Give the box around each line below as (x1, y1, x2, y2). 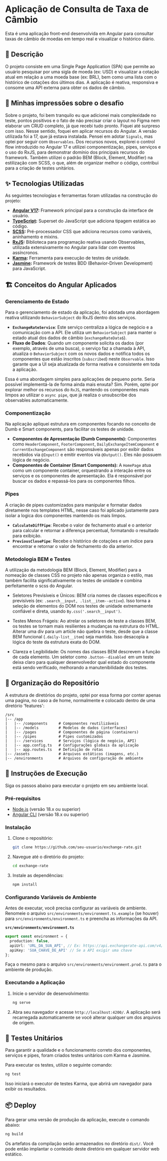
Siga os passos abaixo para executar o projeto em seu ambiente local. (5, 782, 149, 789)
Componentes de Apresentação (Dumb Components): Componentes (12, 436, 157, 442)
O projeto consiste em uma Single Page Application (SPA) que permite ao (5, 63, 155, 69)
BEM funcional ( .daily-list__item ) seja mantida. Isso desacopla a (12, 633, 149, 639)
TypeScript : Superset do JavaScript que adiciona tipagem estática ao (12, 218, 156, 224)
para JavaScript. (12, 266, 46, 271)
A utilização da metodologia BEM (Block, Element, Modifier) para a (5, 567, 142, 573)
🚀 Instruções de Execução (5, 769, 88, 778)
